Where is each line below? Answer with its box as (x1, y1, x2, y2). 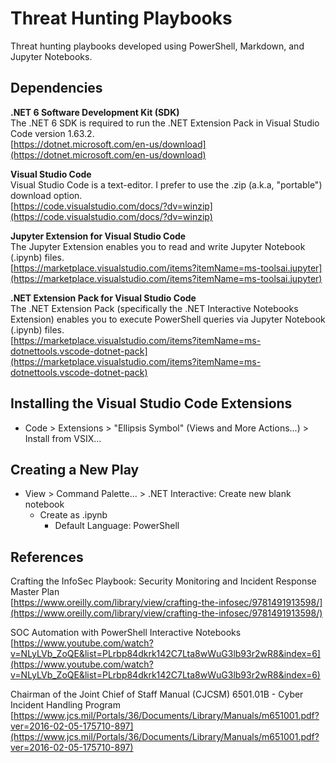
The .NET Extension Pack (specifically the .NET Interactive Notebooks (10, 302, 299, 314)
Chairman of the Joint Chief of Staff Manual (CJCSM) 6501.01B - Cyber (10, 688, 304, 701)
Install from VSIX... (24, 432, 102, 444)
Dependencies (10, 80, 103, 97)
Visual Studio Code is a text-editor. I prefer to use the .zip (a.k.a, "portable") (10, 178, 323, 191)
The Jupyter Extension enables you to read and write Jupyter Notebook (10, 240, 306, 252)
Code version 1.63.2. (10, 127, 95, 139)
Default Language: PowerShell (54, 520, 180, 532)
